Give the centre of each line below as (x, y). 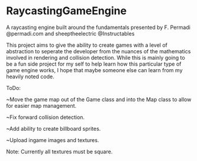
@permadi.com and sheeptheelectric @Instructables (70, 33)
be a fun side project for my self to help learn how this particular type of (94, 64)
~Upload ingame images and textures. (53, 140)
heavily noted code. (30, 76)
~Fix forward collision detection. (45, 117)
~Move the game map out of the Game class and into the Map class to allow (99, 99)
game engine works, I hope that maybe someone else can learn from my (94, 70)
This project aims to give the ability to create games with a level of (87, 45)
